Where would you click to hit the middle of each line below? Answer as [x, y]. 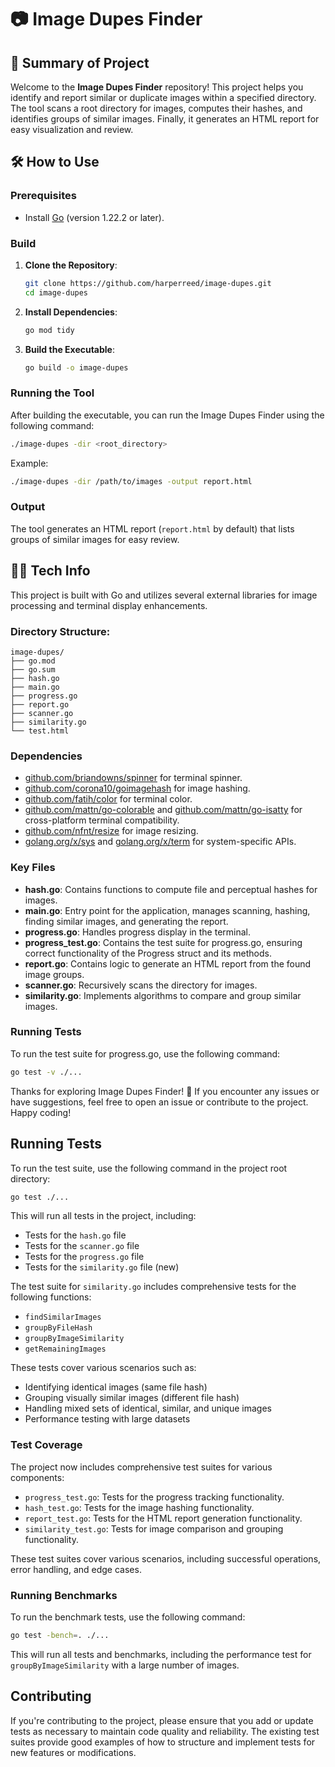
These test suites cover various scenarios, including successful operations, [166, 1558]
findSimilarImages [63, 1317]
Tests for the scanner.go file [82, 1246]
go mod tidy [49, 330]
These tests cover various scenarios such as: [103, 1368]
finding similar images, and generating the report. [126, 921]
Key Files [33, 868]
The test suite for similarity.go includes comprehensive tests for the [153, 1287]
